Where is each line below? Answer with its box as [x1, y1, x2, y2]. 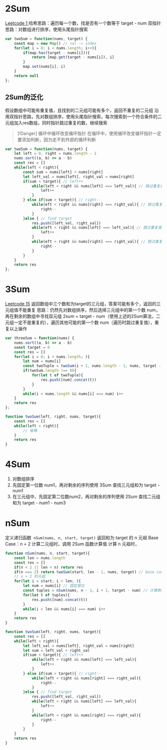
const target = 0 [14, 345, 50, 350]
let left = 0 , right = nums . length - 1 [14, 151, 97, 156]
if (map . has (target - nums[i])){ [23, 50, 90, 55]
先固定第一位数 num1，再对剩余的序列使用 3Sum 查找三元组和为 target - [12, 482, 160, 488]
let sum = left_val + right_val [23, 648, 90, 653]
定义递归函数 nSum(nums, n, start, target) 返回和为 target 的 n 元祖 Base [5, 535, 159, 541]
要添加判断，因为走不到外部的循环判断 [17, 137, 96, 143]
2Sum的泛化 [5, 93, 44, 102]
